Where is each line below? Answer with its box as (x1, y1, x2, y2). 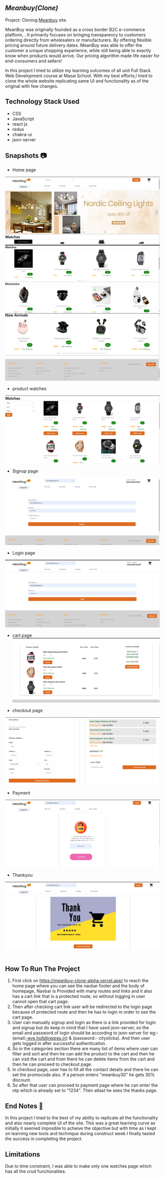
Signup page (12, 468, 38, 474)
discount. (12, 1077, 31, 1083)
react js (12, 121, 28, 127)
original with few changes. (5, 83, 58, 89)
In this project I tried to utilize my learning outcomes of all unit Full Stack (5, 67, 151, 73)
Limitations (5, 1150, 40, 1158)
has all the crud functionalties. (5, 1169, 66, 1175)
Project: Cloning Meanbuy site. (5, 17, 68, 23)
